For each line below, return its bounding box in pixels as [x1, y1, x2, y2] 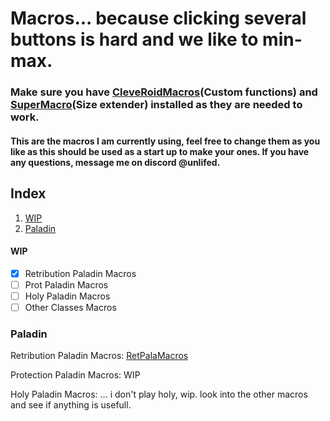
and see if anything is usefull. [10, 399, 132, 411]
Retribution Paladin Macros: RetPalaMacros [10, 350, 189, 362]
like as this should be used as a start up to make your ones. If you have [10, 145, 310, 157]
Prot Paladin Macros [24, 278, 109, 291]
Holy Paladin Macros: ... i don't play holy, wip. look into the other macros [10, 388, 308, 401]
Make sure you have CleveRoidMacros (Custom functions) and [10, 85, 318, 99]
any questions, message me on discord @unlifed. [10, 156, 221, 168]
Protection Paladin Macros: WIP [10, 369, 141, 381]
